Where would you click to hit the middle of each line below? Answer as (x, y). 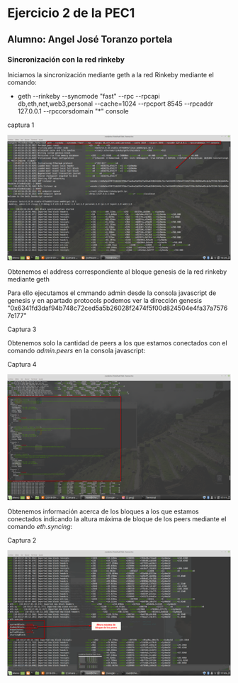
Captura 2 (22, 540)
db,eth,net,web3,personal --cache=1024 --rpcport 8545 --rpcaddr (115, 104)
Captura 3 (22, 329)
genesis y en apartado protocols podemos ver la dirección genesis (105, 301)
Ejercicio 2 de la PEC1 (71, 13)
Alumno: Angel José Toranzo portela (90, 39)
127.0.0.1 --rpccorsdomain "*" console (73, 111)
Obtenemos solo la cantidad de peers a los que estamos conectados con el (118, 343)
